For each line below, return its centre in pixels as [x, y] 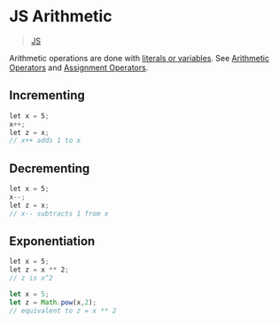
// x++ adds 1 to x [45, 141]
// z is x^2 [31, 278]
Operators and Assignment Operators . [79, 67]
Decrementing [50, 168]
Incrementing [47, 95]
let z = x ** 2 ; [39, 270]
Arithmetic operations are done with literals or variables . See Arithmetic [139, 58]
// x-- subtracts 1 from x [59, 213]
